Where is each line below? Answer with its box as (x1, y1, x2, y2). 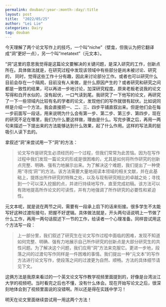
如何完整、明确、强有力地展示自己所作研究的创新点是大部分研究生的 (17, 239, 156, 244)
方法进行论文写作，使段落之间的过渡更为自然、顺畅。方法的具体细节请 (17, 257, 161, 263)
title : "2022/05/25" (5, 16, 50, 21)
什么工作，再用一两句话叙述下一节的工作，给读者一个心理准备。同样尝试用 (5, 216, 157, 222)
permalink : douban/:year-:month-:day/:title (5, 7, 98, 12)
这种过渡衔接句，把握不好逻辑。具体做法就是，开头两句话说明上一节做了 (13, 210, 161, 215)
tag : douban (5, 30, 30, 35)
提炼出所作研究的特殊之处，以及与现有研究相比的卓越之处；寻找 (30, 175, 161, 180)
